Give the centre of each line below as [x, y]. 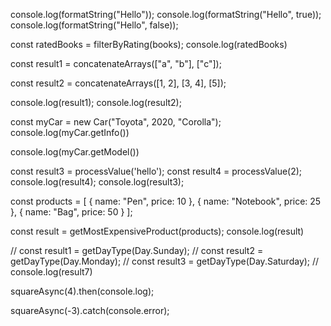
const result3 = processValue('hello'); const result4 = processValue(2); [156, 171]
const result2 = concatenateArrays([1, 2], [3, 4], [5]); [118, 83]
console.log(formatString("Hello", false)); [94, 25]
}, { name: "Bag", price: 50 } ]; [71, 212]
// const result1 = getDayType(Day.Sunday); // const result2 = [137, 250]
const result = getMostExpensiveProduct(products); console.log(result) [157, 231]
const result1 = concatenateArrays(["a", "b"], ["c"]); [116, 63]
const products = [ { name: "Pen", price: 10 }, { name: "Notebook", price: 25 [166, 201]
